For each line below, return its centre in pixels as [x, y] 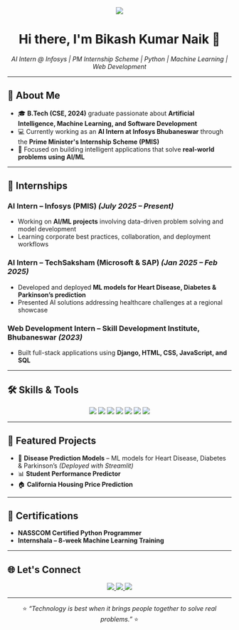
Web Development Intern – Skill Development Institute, [103, 328]
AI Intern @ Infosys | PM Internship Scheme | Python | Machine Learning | [119, 59]
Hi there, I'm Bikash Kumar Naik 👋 [119, 40]
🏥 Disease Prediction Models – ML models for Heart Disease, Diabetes [122, 458]
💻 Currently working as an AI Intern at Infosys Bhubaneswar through [121, 131]
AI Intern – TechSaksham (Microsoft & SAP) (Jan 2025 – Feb [113, 263]
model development [47, 229]
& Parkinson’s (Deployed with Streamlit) [75, 466]
